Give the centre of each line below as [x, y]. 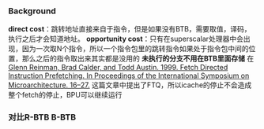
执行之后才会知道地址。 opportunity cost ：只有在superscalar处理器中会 [126, 39]
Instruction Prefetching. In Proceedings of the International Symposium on [129, 76]
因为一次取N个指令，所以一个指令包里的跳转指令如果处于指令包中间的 [135, 49]
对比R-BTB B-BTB [42, 117]
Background [32, 11]
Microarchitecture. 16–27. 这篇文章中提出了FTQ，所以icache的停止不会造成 [130, 85]
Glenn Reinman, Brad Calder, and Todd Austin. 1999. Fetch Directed [118, 68]
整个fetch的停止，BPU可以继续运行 [65, 95]
